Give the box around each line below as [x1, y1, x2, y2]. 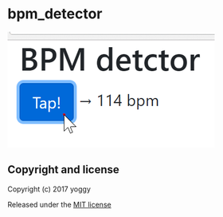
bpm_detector [7, 5, 103, 23]
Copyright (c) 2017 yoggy [7, 184, 91, 194]
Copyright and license [7, 163, 120, 176]
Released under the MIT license [7, 199, 112, 209]
